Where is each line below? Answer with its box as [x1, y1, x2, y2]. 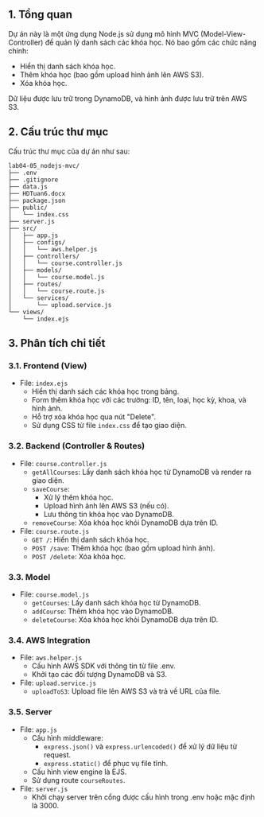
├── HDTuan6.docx [8, 189, 66, 197]
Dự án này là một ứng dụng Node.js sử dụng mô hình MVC [8, 29, 199, 38]
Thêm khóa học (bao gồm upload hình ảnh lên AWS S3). [19, 69, 204, 80]
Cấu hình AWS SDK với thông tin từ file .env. [31, 661, 177, 671]
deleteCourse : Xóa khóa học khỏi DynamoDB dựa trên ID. [31, 614, 219, 624]
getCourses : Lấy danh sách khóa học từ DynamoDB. [31, 597, 201, 607]
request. [43, 749, 72, 760]
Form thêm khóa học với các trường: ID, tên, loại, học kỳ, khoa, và [31, 395, 247, 405]
